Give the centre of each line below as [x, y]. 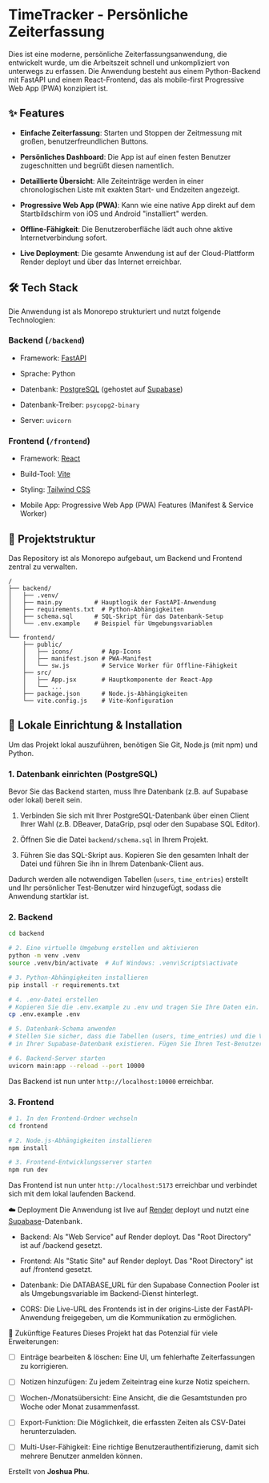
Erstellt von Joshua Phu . [49, 1472]
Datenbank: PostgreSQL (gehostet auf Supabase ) [101, 389]
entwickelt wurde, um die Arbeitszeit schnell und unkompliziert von [119, 63]
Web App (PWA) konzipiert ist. [58, 88]
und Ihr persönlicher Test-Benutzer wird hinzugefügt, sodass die [115, 888]
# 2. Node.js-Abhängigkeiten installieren [80, 1140]
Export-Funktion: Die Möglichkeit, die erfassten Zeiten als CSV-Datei [132, 1423]
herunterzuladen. [48, 1432]
